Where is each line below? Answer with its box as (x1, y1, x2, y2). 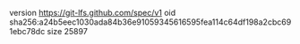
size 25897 (47, 26, 88, 36)
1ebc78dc (9, 26, 46, 36)
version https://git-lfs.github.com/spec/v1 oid (9, 8, 176, 18)
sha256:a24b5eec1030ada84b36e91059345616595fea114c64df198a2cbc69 (9, 17, 292, 27)
